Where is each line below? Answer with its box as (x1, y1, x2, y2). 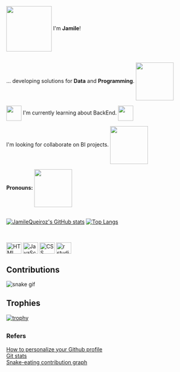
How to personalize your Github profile (6, 345, 103, 353)
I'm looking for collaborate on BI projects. (6, 141, 109, 148)
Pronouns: (6, 184, 33, 191)
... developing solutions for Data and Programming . (6, 78, 135, 85)
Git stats (6, 352, 27, 359)
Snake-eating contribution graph (6, 358, 88, 366)
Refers (6, 332, 27, 340)
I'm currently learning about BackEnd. (22, 109, 117, 116)
